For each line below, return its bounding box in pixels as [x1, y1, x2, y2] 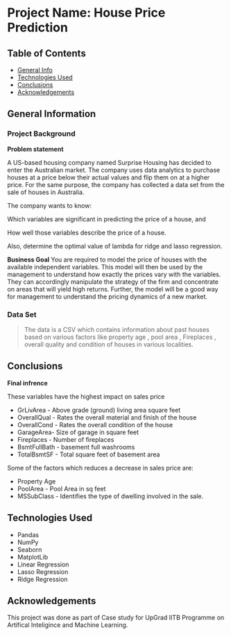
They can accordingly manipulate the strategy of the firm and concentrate [7, 277, 219, 286]
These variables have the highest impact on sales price [7, 392, 165, 401]
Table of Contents [7, 47, 87, 59]
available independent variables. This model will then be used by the [7, 262, 203, 271]
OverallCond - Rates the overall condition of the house [17, 420, 173, 429]
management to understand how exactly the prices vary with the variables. [7, 270, 221, 278]
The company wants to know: [7, 201, 92, 209]
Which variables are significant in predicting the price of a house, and [7, 214, 206, 223]
